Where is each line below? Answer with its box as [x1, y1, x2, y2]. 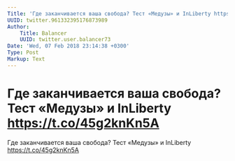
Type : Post [7, 49, 39, 56]
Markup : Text [7, 56, 45, 63]
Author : [7, 23, 30, 30]
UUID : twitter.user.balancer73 [20, 36, 111, 43]
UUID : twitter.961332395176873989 [7, 17, 108, 24]
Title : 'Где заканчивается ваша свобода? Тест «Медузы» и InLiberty [7, 10, 211, 17]
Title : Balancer [20, 29, 68, 37]
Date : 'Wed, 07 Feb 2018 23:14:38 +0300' [7, 43, 130, 49]
